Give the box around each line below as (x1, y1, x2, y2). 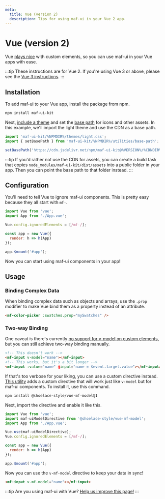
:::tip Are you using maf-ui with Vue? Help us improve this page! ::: (5, 488, 139, 494)
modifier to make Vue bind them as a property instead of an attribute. (5, 303, 145, 310)
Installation (5, 88, 40, 96)
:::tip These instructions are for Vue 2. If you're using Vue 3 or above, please (5, 68, 160, 74)
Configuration (5, 181, 49, 190)
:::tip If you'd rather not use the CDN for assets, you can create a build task (5, 156, 157, 162)
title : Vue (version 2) (9, 12, 58, 17)
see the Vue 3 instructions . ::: (5, 74, 65, 80)
